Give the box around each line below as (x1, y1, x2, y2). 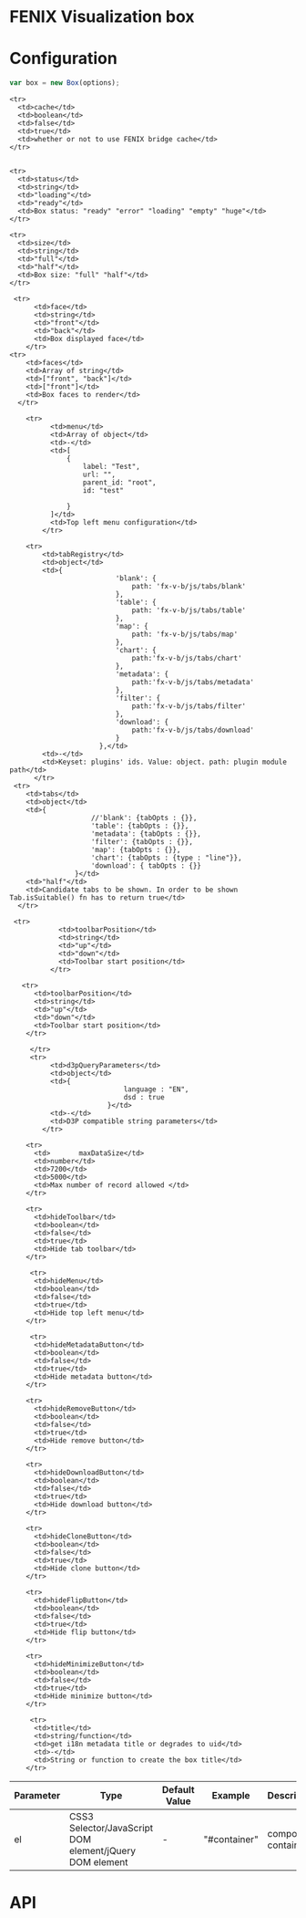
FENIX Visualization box (9, 6, 195, 27)
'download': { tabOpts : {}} (90, 861, 202, 870)
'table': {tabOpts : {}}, (90, 821, 189, 830)
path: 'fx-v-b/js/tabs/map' (131, 630, 239, 639)
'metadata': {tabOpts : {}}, (90, 829, 202, 839)
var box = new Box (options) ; (9, 78, 120, 88)
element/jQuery (68, 1845, 137, 1857)
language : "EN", (123, 1085, 189, 1094)
